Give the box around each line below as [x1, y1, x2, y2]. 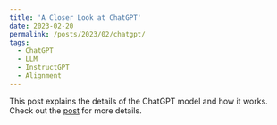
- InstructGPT [17, 63, 70, 72]
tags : [9, 37, 29, 47]
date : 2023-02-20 [9, 21, 74, 30]
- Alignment [17, 71, 63, 80]
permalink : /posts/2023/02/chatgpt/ [9, 29, 146, 38]
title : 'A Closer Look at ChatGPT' [9, 12, 142, 22]
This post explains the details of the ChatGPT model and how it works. [9, 96, 268, 106]
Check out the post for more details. [9, 104, 142, 116]
